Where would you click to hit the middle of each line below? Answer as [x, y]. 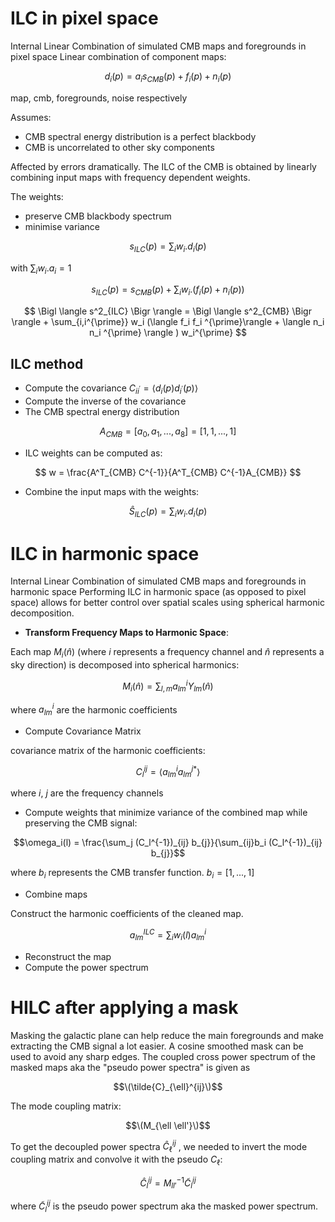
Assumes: [31, 117]
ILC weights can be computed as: [93, 453]
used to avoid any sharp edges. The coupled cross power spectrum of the [163, 1056]
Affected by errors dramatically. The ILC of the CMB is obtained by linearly [163, 166]
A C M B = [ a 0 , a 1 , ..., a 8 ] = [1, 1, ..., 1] [168, 432]
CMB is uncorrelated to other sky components [119, 147]
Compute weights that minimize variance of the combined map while [166, 813]
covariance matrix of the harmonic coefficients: [108, 750]
